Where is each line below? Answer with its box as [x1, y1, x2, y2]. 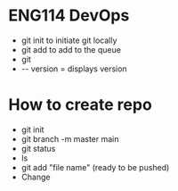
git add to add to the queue [20, 44, 122, 54]
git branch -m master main [20, 133, 119, 144]
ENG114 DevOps [8, 5, 130, 26]
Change [20, 171, 51, 182]
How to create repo [8, 95, 152, 115]
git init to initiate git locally [20, 35, 117, 46]
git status [20, 143, 56, 154]
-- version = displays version [20, 63, 127, 74]
